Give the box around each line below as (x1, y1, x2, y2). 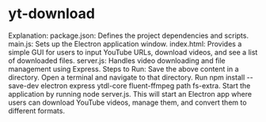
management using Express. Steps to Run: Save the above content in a (8, 64, 239, 73)
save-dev (8, 80, 40, 91)
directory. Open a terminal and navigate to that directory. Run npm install (8, 72, 245, 82)
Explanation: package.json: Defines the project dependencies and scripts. (8, 31, 249, 40)
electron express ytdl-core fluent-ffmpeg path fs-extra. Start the (40, 80, 251, 91)
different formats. (8, 105, 66, 115)
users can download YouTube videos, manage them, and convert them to (8, 98, 247, 107)
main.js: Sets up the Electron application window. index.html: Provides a (8, 39, 242, 48)
